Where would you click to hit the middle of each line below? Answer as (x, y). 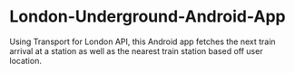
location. (26, 60)
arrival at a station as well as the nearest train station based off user (136, 50)
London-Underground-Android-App (147, 17)
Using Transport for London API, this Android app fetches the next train (143, 41)
